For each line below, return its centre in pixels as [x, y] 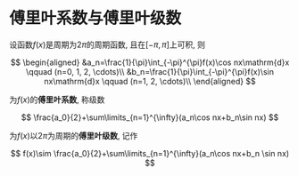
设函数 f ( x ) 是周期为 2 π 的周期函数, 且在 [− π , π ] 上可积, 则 [107, 44]
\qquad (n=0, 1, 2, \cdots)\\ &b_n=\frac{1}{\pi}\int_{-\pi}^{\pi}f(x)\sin [150, 71]
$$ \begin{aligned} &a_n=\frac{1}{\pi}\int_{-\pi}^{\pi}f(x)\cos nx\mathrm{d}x [150, 62]
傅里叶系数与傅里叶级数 [95, 18]
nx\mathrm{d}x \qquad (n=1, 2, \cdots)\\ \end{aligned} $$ [150, 81]
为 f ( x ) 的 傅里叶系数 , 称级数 [57, 100]
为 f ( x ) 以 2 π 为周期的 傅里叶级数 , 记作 [74, 135]
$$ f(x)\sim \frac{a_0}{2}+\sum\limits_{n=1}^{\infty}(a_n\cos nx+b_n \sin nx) [150, 153]
